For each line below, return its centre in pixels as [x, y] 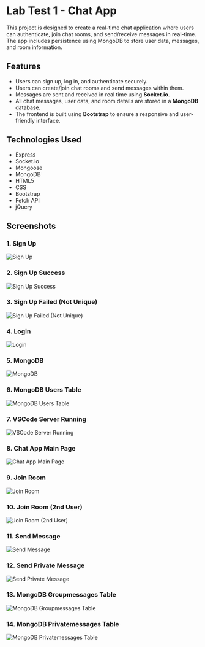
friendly [25, 120]
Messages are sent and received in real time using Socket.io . [92, 94]
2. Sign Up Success [36, 273]
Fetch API [27, 200]
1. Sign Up [21, 243]
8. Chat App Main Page [41, 448]
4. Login [19, 331]
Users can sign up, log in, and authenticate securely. [81, 81]
